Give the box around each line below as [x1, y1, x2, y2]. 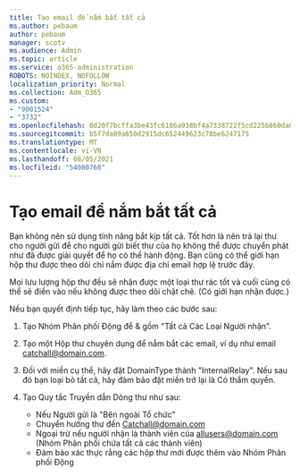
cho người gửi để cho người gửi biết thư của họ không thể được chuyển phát [9, 241, 289, 251]
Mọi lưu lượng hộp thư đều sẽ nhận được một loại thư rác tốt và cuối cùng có [9, 276, 291, 287]
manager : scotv [9, 38, 66, 47]
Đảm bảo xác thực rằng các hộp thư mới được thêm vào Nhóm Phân [35, 447, 287, 458]
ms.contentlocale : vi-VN [9, 146, 102, 155]
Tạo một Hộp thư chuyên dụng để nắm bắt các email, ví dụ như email [21, 338, 277, 349]
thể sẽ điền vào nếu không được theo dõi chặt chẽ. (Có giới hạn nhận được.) [9, 286, 290, 297]
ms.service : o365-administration [9, 64, 134, 72]
